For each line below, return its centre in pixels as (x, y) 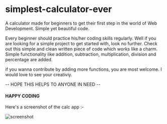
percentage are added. (29, 59)
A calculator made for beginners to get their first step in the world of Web (81, 23)
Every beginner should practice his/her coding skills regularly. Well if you (81, 38)
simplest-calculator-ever (59, 9)
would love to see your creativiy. (39, 74)
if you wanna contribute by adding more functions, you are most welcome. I (83, 69)
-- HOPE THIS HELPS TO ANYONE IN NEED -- (53, 84)
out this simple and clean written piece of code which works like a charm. (81, 49)
